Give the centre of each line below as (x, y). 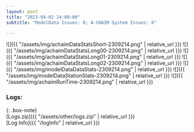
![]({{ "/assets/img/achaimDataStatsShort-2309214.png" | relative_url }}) (94, 44)
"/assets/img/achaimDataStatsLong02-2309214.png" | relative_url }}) (98, 63)
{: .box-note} (22, 110)
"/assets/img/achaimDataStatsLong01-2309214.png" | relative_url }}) (97, 57)
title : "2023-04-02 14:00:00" (43, 17)
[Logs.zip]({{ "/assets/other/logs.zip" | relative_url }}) (70, 116)
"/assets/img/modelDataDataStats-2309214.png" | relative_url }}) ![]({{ (99, 70)
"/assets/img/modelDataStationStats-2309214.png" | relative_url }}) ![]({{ (95, 76)
